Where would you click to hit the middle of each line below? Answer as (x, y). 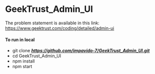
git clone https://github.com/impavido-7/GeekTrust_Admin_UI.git (81, 51)
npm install (24, 61)
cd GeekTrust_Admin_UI (37, 56)
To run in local (20, 39)
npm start (22, 67)
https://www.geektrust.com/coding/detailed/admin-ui (60, 28)
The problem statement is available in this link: (52, 23)
